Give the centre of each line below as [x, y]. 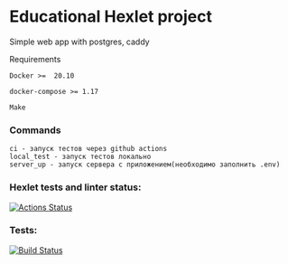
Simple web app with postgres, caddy [80, 42]
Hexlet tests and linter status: [75, 187]
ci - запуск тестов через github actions [88, 149]
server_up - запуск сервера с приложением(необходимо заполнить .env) [145, 165]
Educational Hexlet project [111, 17]
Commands [35, 130]
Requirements [35, 59]
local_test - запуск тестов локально [80, 157]
